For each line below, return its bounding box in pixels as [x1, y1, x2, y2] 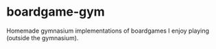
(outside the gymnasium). [6, 33, 79, 42]
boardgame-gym [6, 4, 106, 20]
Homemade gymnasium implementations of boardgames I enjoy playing [6, 27, 210, 35]
